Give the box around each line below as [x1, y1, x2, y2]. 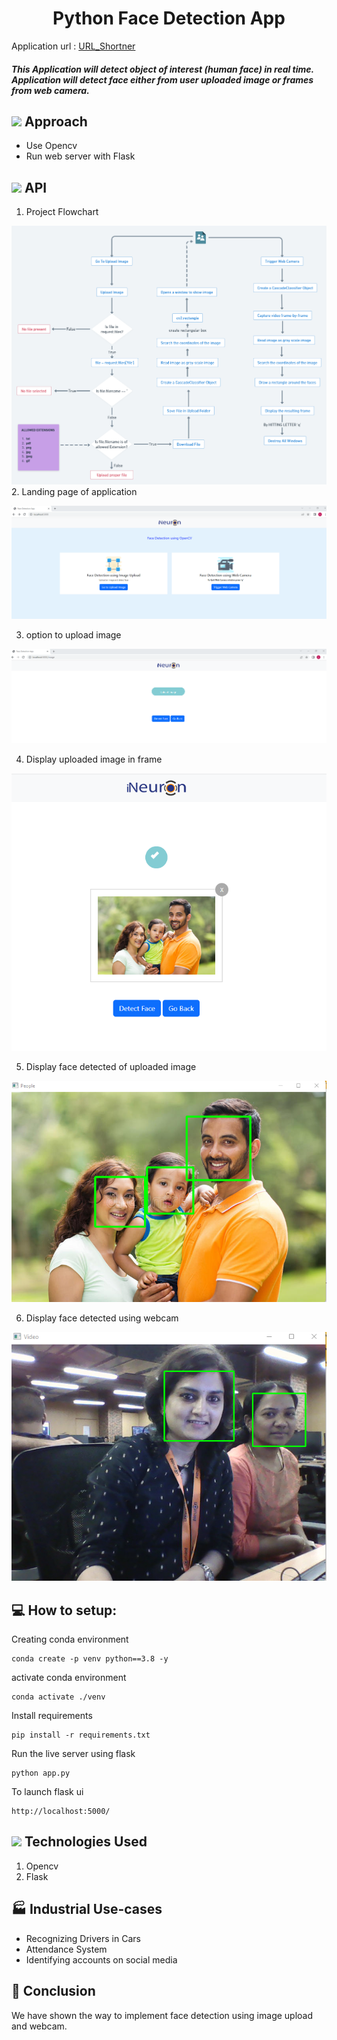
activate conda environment [11, 1672, 127, 1684]
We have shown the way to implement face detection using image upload [11, 2009, 314, 2021]
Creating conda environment [11, 1633, 129, 1646]
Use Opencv [25, 140, 78, 152]
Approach [24, 113, 88, 130]
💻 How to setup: [11, 1602, 118, 1619]
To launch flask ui [11, 1786, 84, 1798]
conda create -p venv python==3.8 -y [11, 1654, 169, 1664]
